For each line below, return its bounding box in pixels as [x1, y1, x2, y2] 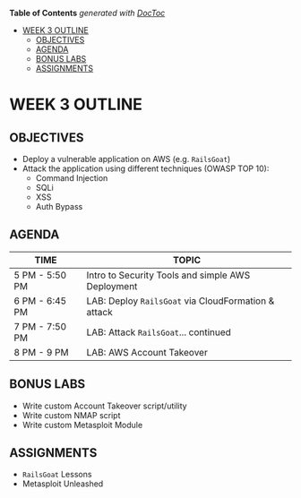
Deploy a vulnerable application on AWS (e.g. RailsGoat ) [21, 154, 231, 164]
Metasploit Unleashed [21, 478, 104, 489]
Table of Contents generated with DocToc [9, 8, 166, 18]
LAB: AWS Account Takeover [86, 346, 208, 358]
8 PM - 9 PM [13, 346, 69, 358]
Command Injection [35, 173, 108, 183]
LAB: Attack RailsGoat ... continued [86, 326, 231, 339]
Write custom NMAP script [21, 409, 121, 420]
